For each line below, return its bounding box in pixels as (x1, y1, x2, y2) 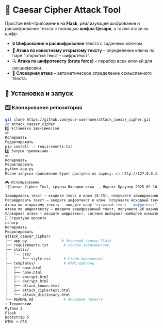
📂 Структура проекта (5, 216, 47, 221)
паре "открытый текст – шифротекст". (12, 52, 91, 58)
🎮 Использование (5, 180, 40, 185)
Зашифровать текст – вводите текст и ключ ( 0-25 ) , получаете (5, 193, 131, 198)
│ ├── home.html (5, 270, 42, 275)
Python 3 (5, 306, 23, 311)
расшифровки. (12, 65, 43, 71)
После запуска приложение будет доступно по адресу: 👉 (5, 171, 120, 176)
